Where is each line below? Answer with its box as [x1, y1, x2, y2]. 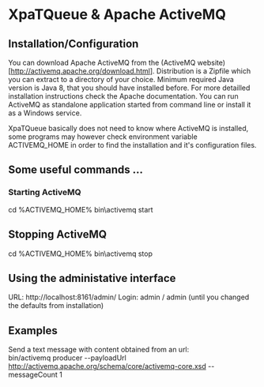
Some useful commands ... [8, 163, 144, 177]
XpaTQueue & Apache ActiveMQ [8, 6, 227, 24]
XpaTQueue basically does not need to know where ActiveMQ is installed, [8, 124, 249, 133]
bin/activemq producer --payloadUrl [8, 353, 126, 363]
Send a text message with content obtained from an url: [8, 345, 190, 355]
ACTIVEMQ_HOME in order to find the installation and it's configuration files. [8, 141, 257, 149]
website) [197, 58, 226, 67]
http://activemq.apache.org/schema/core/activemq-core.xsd [8, 362, 207, 371]
